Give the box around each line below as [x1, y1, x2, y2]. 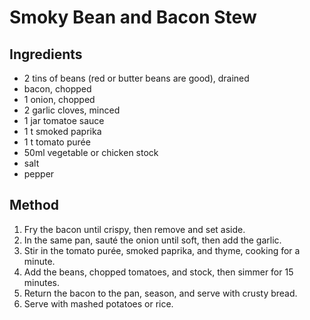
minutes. [23, 276, 61, 288]
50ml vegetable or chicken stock [23, 147, 159, 158]
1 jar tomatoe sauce [23, 115, 105, 126]
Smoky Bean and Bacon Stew [9, 6, 257, 29]
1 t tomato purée [23, 136, 91, 148]
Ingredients [9, 46, 83, 63]
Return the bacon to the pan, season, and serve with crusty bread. [23, 287, 298, 299]
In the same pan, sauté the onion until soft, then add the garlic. [23, 234, 282, 246]
